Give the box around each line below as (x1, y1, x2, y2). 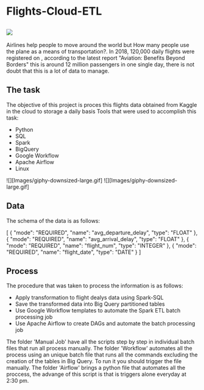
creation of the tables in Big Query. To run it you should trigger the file (6, 358, 182, 365)
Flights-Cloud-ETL (6, 4, 102, 18)
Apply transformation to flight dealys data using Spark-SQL (15, 294, 164, 302)
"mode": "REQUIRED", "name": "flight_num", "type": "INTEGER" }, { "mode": (6, 242, 197, 249)
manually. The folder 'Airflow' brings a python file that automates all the (6, 364, 186, 372)
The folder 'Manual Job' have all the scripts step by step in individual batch (6, 338, 195, 345)
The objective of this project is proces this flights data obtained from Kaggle (6, 101, 197, 108)
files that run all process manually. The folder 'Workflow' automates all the (6, 345, 193, 352)
